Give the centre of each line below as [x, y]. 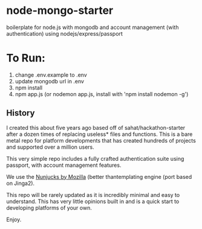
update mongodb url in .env [50, 81]
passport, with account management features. [64, 165]
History [21, 113]
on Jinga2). [21, 183]
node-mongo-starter [60, 11]
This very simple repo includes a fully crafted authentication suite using [95, 158]
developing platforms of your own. [49, 208]
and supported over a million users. [50, 147]
